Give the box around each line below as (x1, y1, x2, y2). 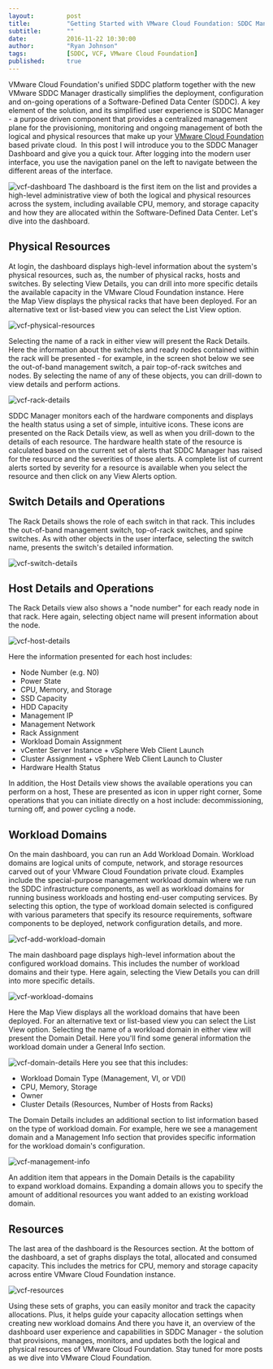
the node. (8, 620, 41, 630)
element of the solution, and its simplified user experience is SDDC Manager (8, 105, 264, 115)
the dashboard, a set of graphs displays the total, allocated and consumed (8, 1252, 258, 1262)
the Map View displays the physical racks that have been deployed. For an (8, 296, 258, 306)
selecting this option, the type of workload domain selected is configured (8, 902, 253, 911)
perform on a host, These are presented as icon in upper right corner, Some (8, 787, 262, 797)
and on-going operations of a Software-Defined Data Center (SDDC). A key (8, 97, 261, 106)
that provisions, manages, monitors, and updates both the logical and (8, 1335, 240, 1345)
